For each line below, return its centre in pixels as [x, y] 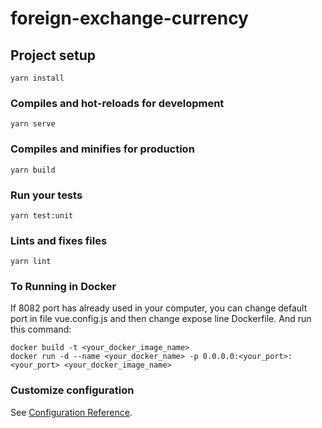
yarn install [37, 78]
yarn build [33, 170]
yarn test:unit [42, 215]
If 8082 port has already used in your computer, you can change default [159, 308]
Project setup [53, 55]
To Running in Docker [63, 287]
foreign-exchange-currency [129, 18]
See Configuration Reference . [71, 412]
